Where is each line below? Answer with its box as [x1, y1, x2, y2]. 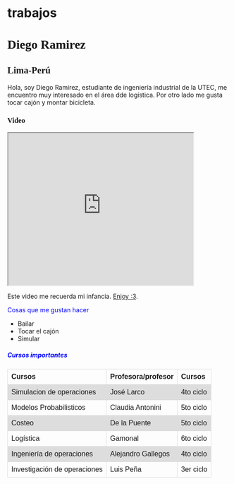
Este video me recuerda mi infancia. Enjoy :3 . [7, 292, 139, 301]
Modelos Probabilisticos [11, 403, 86, 412]
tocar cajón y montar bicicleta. [7, 98, 96, 107]
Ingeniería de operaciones [11, 450, 94, 459]
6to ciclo [180, 435, 207, 443]
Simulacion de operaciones [11, 388, 97, 396]
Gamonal [110, 435, 140, 443]
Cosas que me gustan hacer [7, 306, 90, 314]
